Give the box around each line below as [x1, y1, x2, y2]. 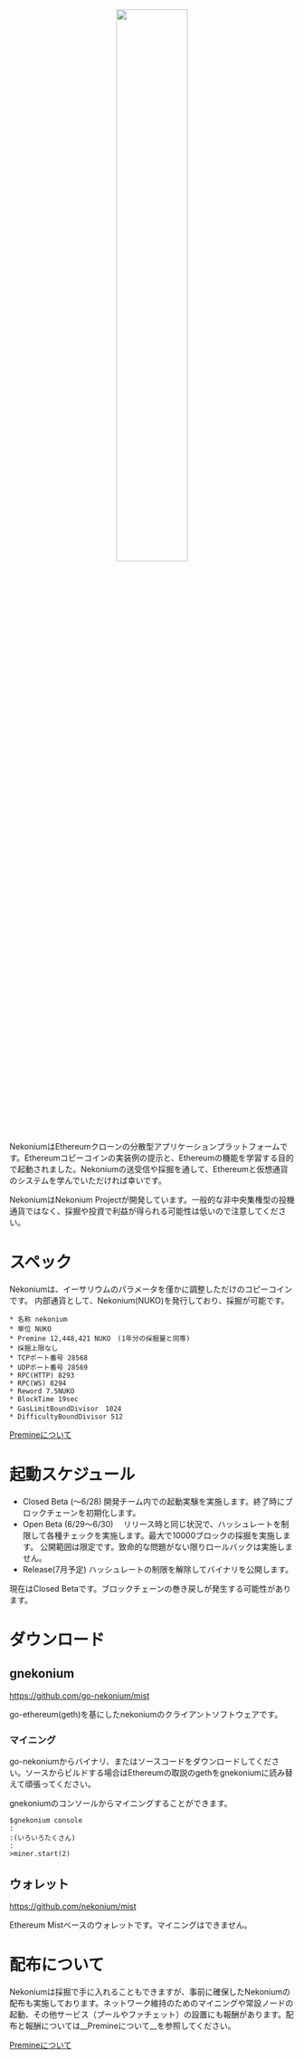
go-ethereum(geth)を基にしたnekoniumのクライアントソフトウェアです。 [9, 1708, 283, 1719]
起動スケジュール [9, 1465, 136, 1485]
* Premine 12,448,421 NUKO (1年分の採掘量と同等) [9, 1333, 191, 1343]
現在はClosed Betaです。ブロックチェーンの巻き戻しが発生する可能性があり [9, 1583, 291, 1593]
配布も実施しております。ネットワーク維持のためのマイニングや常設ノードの [9, 1997, 294, 2008]
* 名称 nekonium [9, 1314, 68, 1323]
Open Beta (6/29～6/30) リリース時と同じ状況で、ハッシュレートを [22, 1518, 281, 1529]
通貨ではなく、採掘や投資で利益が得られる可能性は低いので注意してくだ [9, 1206, 279, 1217]
